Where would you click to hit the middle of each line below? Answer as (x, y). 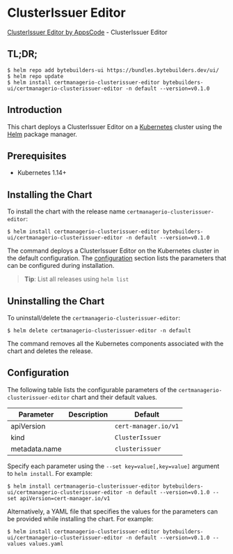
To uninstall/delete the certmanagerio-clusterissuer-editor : (94, 318)
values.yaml (46, 544)
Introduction (35, 110)
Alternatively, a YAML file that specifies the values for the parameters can (112, 511)
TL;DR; (23, 54)
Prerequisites (37, 156)
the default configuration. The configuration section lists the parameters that (117, 258)
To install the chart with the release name (66, 211)
